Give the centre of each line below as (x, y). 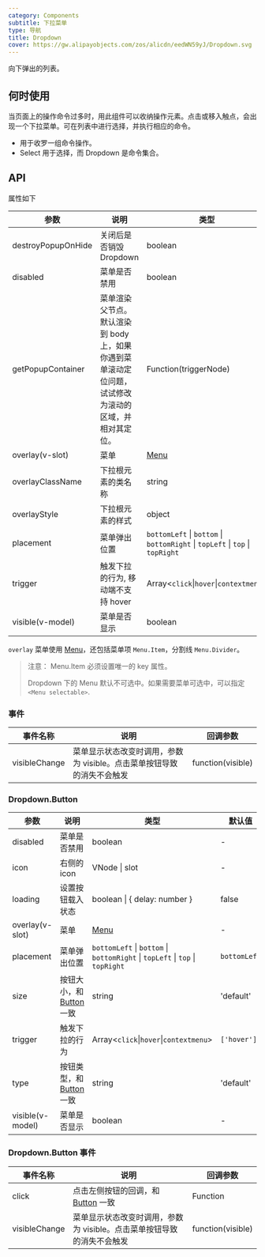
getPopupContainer (49, 368)
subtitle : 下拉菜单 (38, 23)
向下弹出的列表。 (36, 69)
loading (26, 900)
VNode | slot (115, 868)
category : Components (44, 15)
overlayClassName (47, 481)
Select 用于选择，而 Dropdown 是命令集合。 (91, 153)
